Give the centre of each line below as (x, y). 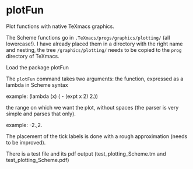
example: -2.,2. (24, 125)
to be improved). (26, 142)
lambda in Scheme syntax (37, 85)
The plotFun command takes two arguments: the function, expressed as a (95, 79)
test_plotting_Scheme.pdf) (38, 160)
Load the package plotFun (37, 67)
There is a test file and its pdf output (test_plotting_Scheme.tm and (86, 154)
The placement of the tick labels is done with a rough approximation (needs (97, 136)
